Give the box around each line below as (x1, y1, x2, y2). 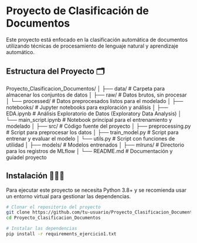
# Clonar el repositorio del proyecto (6, 204, 101, 210)
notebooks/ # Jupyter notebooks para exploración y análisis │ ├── (6, 104, 168, 111)
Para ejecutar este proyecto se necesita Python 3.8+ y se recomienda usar (6, 187, 186, 194)
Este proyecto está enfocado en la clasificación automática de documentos (6, 36, 188, 43)
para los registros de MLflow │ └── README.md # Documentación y (6, 147, 173, 154)
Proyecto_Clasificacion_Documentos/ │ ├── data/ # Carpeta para (6, 85, 165, 92)
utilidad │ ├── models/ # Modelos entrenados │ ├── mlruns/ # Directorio (6, 141, 185, 148)
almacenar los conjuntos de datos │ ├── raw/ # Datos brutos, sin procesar (6, 91, 187, 98)
